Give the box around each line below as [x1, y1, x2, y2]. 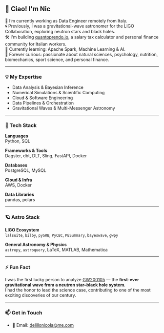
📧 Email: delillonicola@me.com [12, 322, 74, 328]
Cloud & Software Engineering [12, 95, 73, 101]
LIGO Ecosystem [5, 227, 40, 232]
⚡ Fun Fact [5, 264, 31, 271]
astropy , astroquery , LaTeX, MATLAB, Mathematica [5, 247, 108, 252]
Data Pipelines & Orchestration [12, 100, 74, 106]
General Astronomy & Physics [5, 241, 67, 247]
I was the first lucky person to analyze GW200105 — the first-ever [5, 277, 139, 282]
